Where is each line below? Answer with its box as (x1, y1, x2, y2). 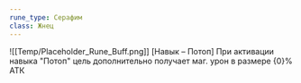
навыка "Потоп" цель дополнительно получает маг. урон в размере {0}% (9, 55, 293, 66)
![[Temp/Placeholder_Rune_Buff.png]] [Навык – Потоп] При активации (9, 46, 275, 56)
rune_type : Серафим (9, 12, 83, 22)
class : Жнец (9, 21, 54, 30)
